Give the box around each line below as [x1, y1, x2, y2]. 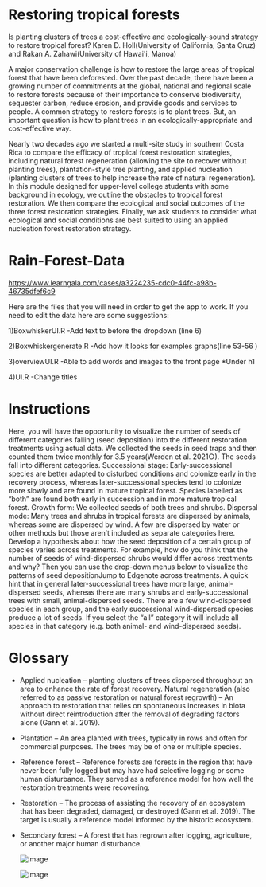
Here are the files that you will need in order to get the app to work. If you [8, 301, 249, 312]
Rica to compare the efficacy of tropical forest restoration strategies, [8, 147, 233, 157]
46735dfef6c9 [8, 286, 56, 296]
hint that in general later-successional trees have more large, [8, 579, 207, 588]
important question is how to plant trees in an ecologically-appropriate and [8, 115, 253, 124]
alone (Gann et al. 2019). [19, 717, 101, 727]
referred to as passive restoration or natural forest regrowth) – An [19, 692, 234, 702]
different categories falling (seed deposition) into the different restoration [8, 434, 248, 444]
